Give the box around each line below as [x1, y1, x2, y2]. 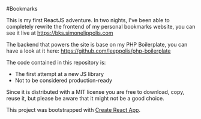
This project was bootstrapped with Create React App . [6, 106, 141, 113]
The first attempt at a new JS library [14, 71, 104, 77]
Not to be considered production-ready [14, 77, 113, 84]
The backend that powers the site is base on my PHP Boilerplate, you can [6, 41, 188, 48]
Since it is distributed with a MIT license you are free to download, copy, [6, 89, 185, 95]
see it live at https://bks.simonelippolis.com [6, 29, 113, 36]
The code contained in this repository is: [6, 59, 106, 66]
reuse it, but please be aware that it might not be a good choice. [6, 95, 164, 102]
